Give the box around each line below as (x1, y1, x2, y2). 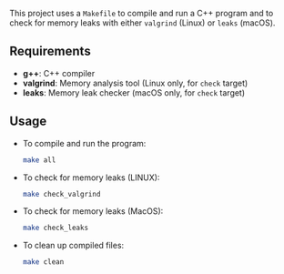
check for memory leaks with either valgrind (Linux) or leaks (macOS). (9, 17, 276, 28)
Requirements (9, 44, 91, 59)
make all (22, 155, 56, 165)
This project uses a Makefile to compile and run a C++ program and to (9, 8, 274, 18)
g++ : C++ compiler (22, 67, 96, 78)
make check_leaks (22, 223, 89, 233)
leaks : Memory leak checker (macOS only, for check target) (22, 86, 246, 98)
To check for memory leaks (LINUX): (22, 172, 160, 183)
